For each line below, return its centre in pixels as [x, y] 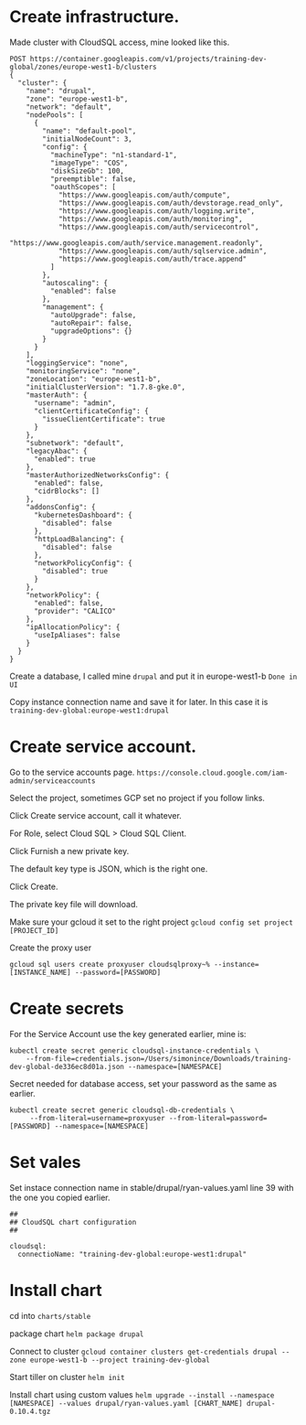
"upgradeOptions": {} [91, 331]
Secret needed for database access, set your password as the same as [143, 1083]
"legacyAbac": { [57, 451]
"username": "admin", [75, 403]
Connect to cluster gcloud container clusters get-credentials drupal [144, 1351]
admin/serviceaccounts [53, 781]
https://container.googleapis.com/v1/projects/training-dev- [148, 59]
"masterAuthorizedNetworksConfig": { [98, 475]
